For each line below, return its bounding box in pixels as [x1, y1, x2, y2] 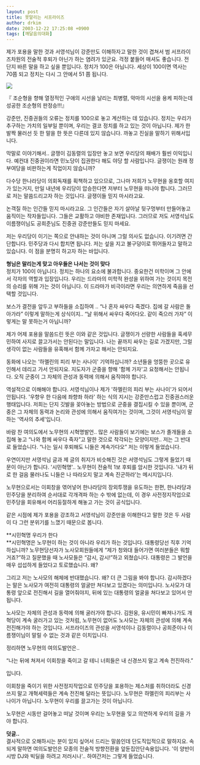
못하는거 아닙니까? [28, 318, 72, 325]
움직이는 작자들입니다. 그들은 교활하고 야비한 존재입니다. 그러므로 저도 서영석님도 [6, 213, 195, 220]
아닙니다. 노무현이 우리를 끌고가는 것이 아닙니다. [21, 697, 134, 705]
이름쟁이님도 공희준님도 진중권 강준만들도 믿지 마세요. [6, 220, 131, 227]
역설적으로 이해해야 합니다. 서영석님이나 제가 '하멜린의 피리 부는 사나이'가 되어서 [6, 386, 193, 393]
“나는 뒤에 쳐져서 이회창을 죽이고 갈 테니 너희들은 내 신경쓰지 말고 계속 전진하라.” [6, 657, 193, 664]
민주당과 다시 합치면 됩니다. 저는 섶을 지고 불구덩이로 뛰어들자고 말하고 [28, 240, 193, 247]
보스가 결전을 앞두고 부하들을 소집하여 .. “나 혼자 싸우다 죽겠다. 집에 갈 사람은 [6, 303, 185, 310]
